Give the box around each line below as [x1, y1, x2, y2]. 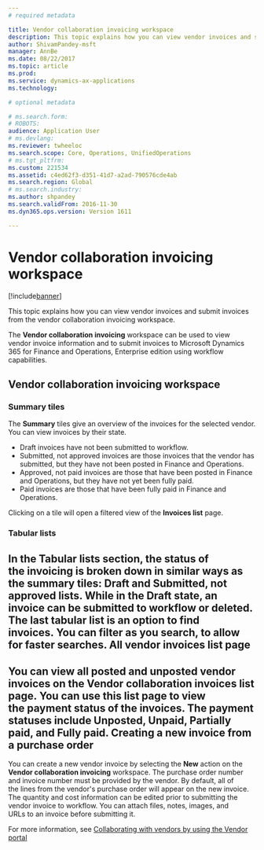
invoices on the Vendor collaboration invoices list [8, 677, 255, 690]
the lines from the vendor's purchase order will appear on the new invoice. [8, 784, 250, 794]
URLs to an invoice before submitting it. [8, 809, 136, 819]
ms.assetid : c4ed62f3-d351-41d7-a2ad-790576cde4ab [8, 171, 178, 179]
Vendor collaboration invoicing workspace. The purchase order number [8, 767, 244, 777]
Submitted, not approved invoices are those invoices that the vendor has [19, 451, 255, 461]
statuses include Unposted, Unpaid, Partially [8, 713, 232, 727]
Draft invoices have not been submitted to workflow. [19, 443, 189, 452]
